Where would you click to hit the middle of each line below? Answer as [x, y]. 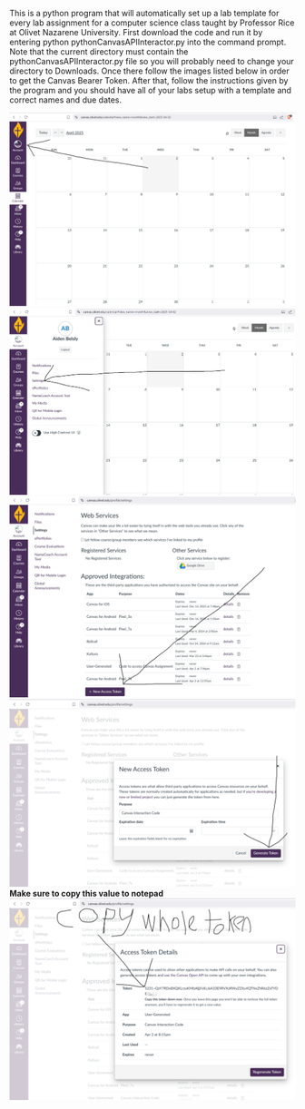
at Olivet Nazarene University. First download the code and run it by [136, 32]
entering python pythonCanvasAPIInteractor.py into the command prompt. [148, 42]
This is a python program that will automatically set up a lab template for [144, 13]
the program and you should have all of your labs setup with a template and [151, 90]
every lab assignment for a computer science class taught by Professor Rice [152, 23]
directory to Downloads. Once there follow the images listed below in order [150, 71]
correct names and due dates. [66, 100]
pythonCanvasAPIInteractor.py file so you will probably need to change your [152, 61]
